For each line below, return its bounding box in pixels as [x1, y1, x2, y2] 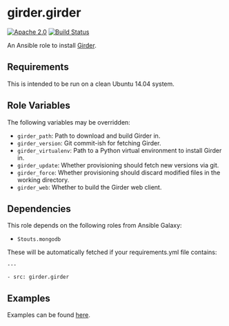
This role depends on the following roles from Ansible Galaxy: [7, 221, 182, 230]
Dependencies [7, 203, 71, 215]
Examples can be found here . [7, 311, 91, 319]
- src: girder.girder [7, 273, 70, 281]
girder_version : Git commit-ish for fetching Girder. [17, 138, 161, 147]
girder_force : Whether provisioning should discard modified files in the [17, 168, 221, 176]
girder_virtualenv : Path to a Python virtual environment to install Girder [17, 146, 222, 154]
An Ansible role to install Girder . [7, 41, 97, 49]
